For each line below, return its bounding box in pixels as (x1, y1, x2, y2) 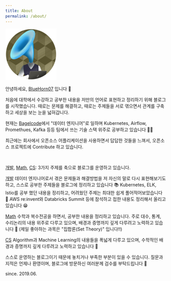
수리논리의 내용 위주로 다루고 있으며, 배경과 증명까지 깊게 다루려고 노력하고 (5, 219, 154, 225)
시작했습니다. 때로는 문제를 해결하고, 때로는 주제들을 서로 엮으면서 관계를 (10, 103, 155, 109)
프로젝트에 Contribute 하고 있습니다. (10, 143, 84, 150)
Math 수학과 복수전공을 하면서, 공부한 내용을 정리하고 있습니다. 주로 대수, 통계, (5, 213, 162, 219)
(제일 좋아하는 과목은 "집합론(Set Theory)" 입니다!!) (18, 226, 123, 232)
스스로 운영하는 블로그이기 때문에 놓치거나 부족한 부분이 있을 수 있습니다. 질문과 (5, 254, 163, 260)
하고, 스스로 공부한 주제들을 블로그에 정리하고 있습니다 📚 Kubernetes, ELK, (5, 182, 157, 188)
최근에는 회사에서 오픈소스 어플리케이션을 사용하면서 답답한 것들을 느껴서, (5, 137, 152, 143)
